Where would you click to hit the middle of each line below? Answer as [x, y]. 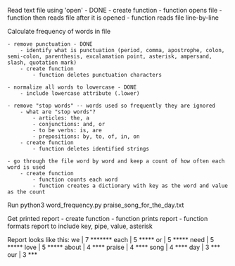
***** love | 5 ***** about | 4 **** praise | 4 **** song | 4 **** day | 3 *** [114, 247]
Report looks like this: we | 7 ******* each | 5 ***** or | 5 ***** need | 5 [111, 240]
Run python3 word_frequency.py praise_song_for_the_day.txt [96, 205]
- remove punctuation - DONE [50, 44]
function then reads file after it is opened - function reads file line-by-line [113, 18]
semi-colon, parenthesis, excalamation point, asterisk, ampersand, [110, 56]
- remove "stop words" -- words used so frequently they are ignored [112, 106]
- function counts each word [75, 179]
